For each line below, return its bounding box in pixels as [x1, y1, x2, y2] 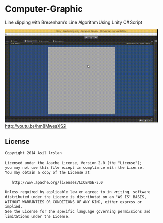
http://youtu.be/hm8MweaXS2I [5, 123, 67, 129]
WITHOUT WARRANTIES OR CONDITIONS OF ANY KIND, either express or [5, 199, 142, 204]
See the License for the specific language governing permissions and [5, 209, 151, 214]
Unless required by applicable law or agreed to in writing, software [5, 189, 151, 194]
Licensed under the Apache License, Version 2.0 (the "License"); [5, 160, 142, 165]
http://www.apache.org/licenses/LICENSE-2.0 [11, 180, 103, 185]
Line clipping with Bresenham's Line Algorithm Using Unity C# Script [5, 19, 142, 25]
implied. [5, 204, 23, 209]
